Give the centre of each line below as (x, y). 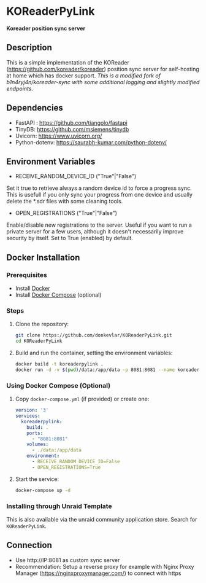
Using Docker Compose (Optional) (59, 385)
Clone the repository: (42, 324)
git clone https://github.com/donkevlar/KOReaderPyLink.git (93, 335)
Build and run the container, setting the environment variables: (94, 353)
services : (28, 416)
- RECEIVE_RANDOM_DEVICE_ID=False (76, 462)
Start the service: (37, 479)
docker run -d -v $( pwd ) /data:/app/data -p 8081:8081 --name (95, 370)
